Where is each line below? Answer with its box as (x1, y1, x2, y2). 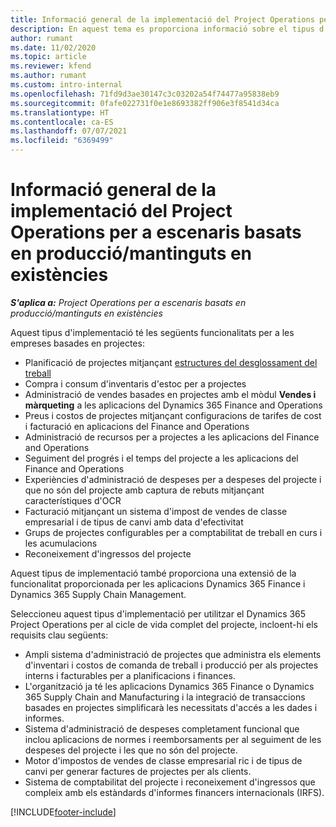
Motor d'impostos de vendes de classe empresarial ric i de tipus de (24, 754, 303, 766)
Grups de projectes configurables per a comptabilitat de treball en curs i (24, 526, 323, 538)
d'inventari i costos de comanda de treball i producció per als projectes (24, 659, 319, 671)
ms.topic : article (10, 52, 87, 62)
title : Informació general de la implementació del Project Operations (10, 14, 315, 25)
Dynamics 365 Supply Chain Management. (10, 588, 187, 600)
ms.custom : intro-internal (10, 80, 123, 90)
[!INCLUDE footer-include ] (10, 806, 117, 818)
